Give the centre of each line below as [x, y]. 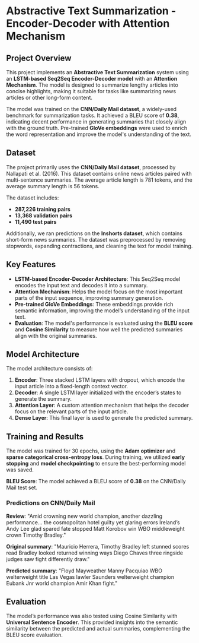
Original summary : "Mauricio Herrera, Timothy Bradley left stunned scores [98, 546]
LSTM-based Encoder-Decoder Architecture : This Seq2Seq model [97, 279]
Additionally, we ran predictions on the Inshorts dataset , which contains [94, 233]
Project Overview [39, 58]
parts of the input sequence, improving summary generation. [89, 297]
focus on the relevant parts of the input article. [71, 411]
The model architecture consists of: [49, 369]
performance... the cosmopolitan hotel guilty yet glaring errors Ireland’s [93, 522]
